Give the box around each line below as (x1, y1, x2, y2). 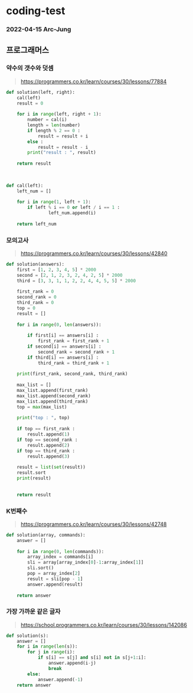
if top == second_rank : (17, 437, 78, 443)
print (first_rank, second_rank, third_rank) (17, 371, 128, 377)
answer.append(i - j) (48, 660, 96, 666)
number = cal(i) (27, 117, 67, 123)
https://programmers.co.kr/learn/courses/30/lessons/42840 (20, 250, 168, 257)
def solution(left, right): (6, 89, 76, 95)
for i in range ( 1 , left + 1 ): (17, 199, 91, 205)
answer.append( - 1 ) (37, 676, 83, 682)
